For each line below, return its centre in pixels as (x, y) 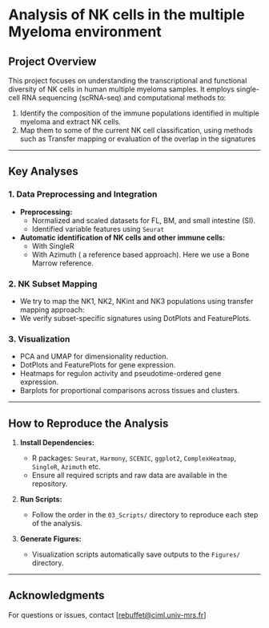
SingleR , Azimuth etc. (66, 467)
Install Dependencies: (57, 443)
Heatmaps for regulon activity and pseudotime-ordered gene (120, 374)
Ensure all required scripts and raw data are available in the (130, 476)
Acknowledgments (57, 596)
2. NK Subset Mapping (53, 284)
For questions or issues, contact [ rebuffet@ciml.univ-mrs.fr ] (107, 614)
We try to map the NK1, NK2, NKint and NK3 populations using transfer (137, 301)
